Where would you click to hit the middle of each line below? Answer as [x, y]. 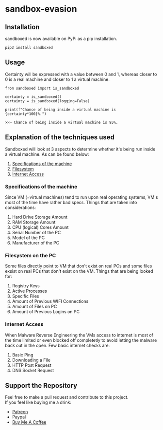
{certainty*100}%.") [26, 114]
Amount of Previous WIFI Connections [50, 301]
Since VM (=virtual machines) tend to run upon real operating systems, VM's [81, 197]
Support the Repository [41, 385]
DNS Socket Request [33, 370]
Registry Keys [26, 286]
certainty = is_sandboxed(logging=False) [48, 101]
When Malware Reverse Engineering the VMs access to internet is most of [79, 335]
